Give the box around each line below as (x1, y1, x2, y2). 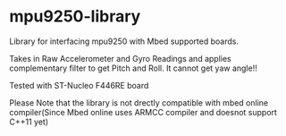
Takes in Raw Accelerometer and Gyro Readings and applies (9, 53, 231, 64)
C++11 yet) (9, 116, 49, 127)
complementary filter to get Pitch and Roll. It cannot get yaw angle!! (9, 63, 257, 73)
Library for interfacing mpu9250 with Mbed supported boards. (9, 36, 240, 47)
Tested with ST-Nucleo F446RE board (9, 80, 149, 90)
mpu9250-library (9, 6, 141, 27)
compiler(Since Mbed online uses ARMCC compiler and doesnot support (9, 106, 277, 117)
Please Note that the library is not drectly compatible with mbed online (9, 97, 269, 108)
